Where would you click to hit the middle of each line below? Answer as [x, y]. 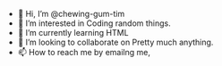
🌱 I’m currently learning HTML [73, 33]
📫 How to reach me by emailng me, [84, 52]
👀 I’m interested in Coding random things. [94, 23]
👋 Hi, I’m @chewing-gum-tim [71, 14]
